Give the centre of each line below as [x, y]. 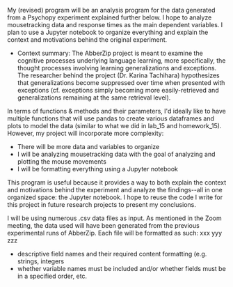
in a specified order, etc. [52, 276]
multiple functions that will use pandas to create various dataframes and [111, 118]
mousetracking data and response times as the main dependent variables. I [115, 25]
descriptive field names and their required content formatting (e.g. [112, 254]
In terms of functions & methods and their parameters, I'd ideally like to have [116, 111]
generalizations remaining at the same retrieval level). [94, 98]
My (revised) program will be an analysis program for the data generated [111, 10]
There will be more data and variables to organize [88, 147]
